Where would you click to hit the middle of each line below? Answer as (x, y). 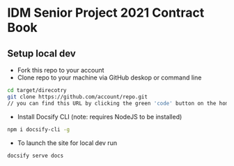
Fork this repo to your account (61, 70)
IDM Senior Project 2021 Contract (106, 13)
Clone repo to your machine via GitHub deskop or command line (109, 77)
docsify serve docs (36, 156)
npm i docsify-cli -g (39, 129)
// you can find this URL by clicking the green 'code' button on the (112, 103)
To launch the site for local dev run (67, 143)
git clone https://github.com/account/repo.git (78, 97)
